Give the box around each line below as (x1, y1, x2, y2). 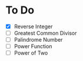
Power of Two (14, 49, 48, 56)
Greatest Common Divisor (14, 30, 77, 36)
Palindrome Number (14, 36, 63, 43)
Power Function (14, 43, 52, 50)
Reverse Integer (14, 23, 53, 30)
